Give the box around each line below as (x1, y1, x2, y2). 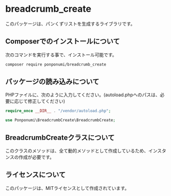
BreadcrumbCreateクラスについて (5, 133, 115, 142)
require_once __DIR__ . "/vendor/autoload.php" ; (5, 108, 111, 114)
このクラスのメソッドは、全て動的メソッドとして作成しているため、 (5, 148, 148, 154)
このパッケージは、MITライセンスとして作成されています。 (5, 185, 130, 191)
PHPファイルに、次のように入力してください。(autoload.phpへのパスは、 (5, 92, 160, 98)
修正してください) (27, 98, 66, 104)
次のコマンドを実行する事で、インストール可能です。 (5, 52, 117, 58)
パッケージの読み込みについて (5, 77, 99, 86)
